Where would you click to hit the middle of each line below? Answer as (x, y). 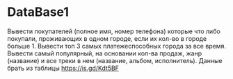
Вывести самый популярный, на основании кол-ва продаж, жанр (105, 53)
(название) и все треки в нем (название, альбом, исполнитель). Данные (115, 60)
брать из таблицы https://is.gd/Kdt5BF (63, 68)
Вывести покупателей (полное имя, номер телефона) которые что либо (114, 31)
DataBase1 (38, 12)
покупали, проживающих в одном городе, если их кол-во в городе (107, 38)
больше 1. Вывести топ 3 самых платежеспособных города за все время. (116, 46)
